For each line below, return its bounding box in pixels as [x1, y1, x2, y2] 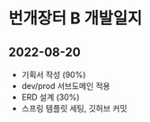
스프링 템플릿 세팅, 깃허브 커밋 [21, 103, 128, 113]
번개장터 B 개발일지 [8, 8, 143, 29]
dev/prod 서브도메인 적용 [21, 81, 110, 91]
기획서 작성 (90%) [21, 69, 86, 80]
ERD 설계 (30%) [21, 91, 80, 102]
